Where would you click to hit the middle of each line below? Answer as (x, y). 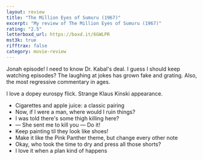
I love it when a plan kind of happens (61, 150)
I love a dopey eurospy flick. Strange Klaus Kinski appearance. (84, 93)
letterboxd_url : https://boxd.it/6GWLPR (58, 35)
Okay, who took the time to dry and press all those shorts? (88, 144)
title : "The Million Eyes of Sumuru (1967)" (64, 18)
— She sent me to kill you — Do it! (57, 125)
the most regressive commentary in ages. (58, 82)
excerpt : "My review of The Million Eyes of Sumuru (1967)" (84, 23)
